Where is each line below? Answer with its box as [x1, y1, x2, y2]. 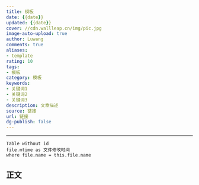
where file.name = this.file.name [6, 152, 92, 158]
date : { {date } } [6, 14, 44, 20]
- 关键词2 [6, 91, 28, 97]
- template [6, 53, 33, 59]
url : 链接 [6, 113, 28, 119]
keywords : [6, 81, 31, 87]
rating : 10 [6, 58, 33, 64]
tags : [6, 63, 20, 70]
